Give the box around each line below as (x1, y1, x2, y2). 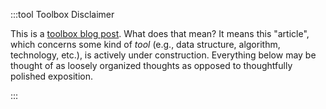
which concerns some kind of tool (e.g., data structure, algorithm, (10, 39, 281, 50)
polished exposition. (10, 70, 93, 82)
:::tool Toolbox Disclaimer (10, 9, 115, 20)
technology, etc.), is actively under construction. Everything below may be (10, 49, 317, 61)
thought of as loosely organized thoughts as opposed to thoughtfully (10, 60, 293, 71)
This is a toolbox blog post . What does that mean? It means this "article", (10, 28, 310, 39)
